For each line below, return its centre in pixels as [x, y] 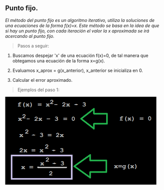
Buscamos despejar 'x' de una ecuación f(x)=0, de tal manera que [80, 55]
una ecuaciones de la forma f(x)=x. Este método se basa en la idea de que [82, 25]
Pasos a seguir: [33, 46]
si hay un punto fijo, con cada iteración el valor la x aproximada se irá [77, 31]
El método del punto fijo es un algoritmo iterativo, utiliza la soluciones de [80, 20]
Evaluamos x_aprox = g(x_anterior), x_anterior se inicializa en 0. [78, 70]
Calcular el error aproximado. [42, 80]
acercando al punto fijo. [30, 36]
